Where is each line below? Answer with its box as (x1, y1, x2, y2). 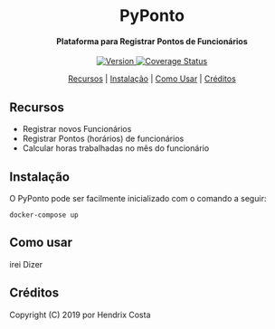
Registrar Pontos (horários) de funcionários (22, 133, 185, 145)
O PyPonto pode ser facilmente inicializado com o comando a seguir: (9, 193, 267, 204)
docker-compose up (9, 211, 79, 220)
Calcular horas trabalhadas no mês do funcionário (22, 143, 210, 154)
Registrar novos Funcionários (22, 124, 132, 135)
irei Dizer (9, 258, 43, 269)
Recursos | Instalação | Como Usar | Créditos (67, 73, 237, 84)
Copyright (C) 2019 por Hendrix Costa (9, 309, 151, 320)
